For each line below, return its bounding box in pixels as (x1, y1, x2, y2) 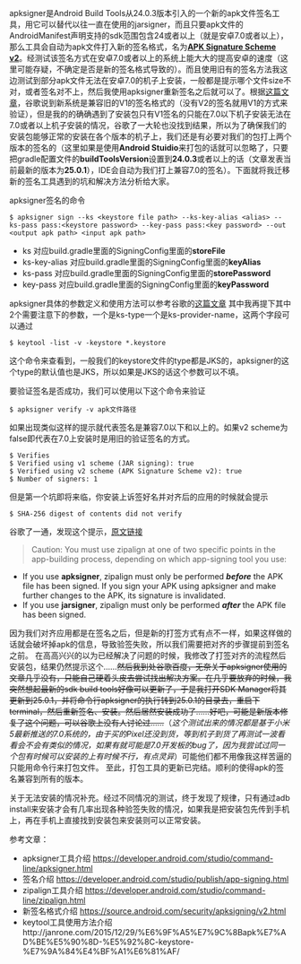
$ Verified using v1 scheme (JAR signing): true (9, 459, 194, 468)
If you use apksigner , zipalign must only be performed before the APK (21, 571, 284, 581)
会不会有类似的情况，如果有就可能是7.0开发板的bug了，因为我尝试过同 (16, 740, 278, 751)
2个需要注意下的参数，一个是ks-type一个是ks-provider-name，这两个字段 (9, 309, 282, 320)
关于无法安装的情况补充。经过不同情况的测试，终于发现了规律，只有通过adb (9, 793, 291, 803)
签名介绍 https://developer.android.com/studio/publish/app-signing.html (21, 873, 289, 884)
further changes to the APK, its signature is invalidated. (21, 590, 227, 601)
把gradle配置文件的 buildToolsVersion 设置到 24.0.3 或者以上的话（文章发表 (9, 153, 284, 164)
